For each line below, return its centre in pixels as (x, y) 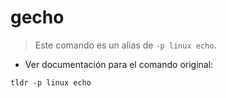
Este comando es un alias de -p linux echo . (125, 45)
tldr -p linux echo (51, 82)
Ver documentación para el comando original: (119, 64)
